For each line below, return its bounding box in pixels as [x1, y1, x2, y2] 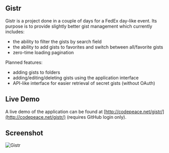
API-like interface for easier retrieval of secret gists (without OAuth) [12, 80, 155, 86]
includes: [5, 28, 25, 35]
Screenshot [5, 129, 44, 138]
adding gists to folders [12, 69, 60, 75]
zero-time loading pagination [12, 49, 74, 55]
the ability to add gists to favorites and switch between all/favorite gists [12, 43, 163, 50]
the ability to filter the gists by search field [12, 38, 102, 45]
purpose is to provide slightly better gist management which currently [5, 23, 153, 29]
